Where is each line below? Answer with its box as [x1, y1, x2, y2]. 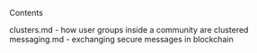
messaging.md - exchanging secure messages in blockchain [9, 34, 234, 44]
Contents [9, 8, 43, 18]
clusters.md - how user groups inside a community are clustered [9, 25, 249, 34]
